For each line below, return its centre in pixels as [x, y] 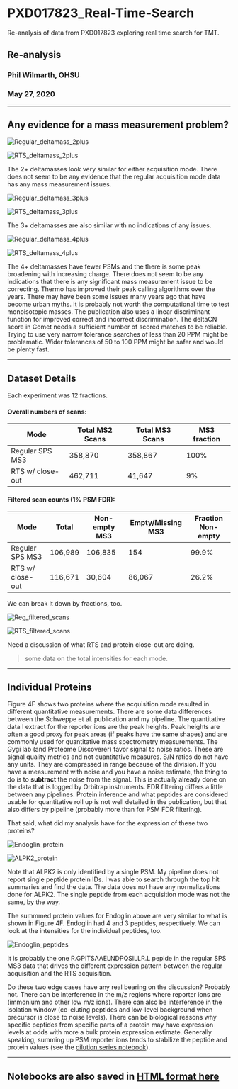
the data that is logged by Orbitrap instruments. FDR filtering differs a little [115, 787]
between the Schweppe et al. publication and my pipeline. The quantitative [116, 719]
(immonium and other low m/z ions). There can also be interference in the [115, 1002]
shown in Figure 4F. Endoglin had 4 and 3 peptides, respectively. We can [114, 923]
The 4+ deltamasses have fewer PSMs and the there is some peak [104, 266]
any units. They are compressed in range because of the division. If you [112, 764]
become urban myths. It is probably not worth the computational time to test [119, 304]
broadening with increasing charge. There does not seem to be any [106, 274]
